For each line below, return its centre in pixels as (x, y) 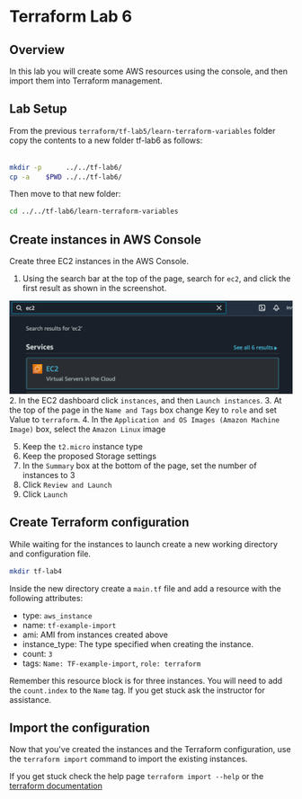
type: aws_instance (57, 615)
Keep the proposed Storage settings (89, 456)
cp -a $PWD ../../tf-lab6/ (66, 177)
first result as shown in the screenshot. (94, 289)
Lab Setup (38, 109)
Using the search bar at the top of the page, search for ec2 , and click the (156, 279)
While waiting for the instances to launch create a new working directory (144, 544)
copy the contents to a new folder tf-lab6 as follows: (106, 140)
